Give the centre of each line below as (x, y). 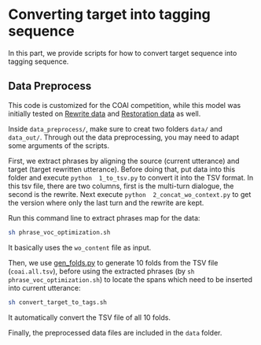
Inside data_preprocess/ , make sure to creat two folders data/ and (115, 128)
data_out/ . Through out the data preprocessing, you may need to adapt (124, 137)
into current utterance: (44, 287)
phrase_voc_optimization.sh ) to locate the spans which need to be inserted (130, 279)
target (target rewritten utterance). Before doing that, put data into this (122, 169)
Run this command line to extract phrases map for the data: (104, 217)
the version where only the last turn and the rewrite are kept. (106, 202)
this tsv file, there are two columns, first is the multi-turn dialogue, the (121, 186)
